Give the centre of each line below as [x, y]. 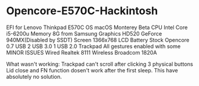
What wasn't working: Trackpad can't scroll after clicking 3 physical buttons [99, 64]
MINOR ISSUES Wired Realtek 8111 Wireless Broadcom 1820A [82, 52]
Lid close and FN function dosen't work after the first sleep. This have [92, 70]
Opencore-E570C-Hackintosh [82, 11]
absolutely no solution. [34, 77]
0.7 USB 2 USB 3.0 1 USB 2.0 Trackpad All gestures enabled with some [94, 46]
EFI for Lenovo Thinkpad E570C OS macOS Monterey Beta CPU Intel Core [97, 27]
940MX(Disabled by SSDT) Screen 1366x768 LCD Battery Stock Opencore [98, 40]
